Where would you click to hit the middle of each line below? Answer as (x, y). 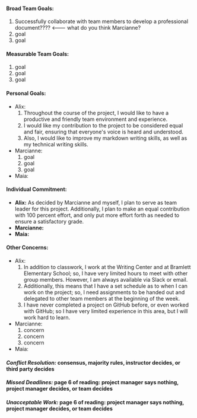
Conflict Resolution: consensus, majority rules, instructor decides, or (93, 362)
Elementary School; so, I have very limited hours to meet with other (106, 273)
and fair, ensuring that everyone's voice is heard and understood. (104, 132)
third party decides (30, 369)
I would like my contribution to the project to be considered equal (103, 125)
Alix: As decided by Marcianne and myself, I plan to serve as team (96, 202)
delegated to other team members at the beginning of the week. (102, 299)
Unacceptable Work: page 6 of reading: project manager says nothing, (95, 402)
